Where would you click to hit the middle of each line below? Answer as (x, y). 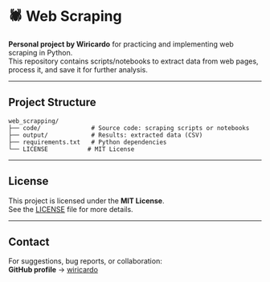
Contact (29, 241)
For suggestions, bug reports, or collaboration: (85, 261)
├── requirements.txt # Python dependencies (88, 142)
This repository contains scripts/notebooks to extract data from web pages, (133, 61)
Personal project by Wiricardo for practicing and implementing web (121, 44)
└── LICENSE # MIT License (72, 149)
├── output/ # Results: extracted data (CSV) (106, 135)
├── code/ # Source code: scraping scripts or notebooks (129, 128)
